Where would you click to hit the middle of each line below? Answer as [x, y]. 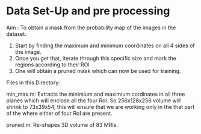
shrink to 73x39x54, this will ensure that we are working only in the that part [100, 106]
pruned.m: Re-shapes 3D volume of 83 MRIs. [62, 124]
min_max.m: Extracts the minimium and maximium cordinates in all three [96, 94]
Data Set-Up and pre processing [88, 11]
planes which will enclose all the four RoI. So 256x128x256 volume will [94, 100]
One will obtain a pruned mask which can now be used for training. [98, 71]
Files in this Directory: [33, 83]
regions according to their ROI [52, 65]
